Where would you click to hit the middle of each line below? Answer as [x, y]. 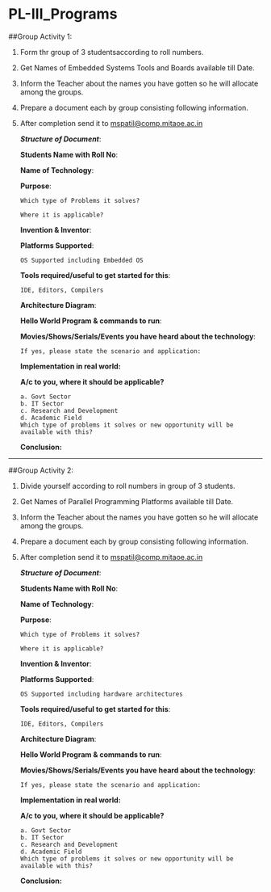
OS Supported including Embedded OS [81, 260]
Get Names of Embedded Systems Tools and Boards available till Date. [138, 67]
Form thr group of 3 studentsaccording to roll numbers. [112, 52]
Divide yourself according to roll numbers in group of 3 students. [127, 486]
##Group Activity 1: [40, 36]
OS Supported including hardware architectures [101, 694]
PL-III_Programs [63, 14]
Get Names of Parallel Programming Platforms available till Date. [127, 501]
